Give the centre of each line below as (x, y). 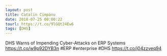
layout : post (19, 10)
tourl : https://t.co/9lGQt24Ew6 (39, 24)
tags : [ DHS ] (18, 29)
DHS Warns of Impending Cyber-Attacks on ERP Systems (65, 43)
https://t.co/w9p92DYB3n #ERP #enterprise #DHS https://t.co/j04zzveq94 (83, 48)
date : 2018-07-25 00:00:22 (34, 19)
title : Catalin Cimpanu (31, 15)
